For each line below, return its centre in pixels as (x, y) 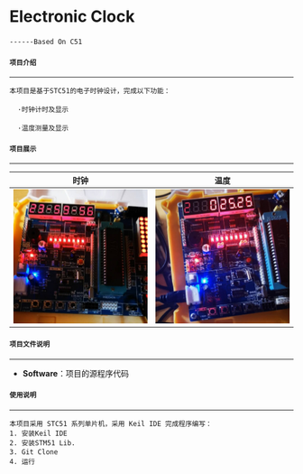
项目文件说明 (30, 344)
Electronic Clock (72, 17)
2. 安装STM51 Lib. (42, 443)
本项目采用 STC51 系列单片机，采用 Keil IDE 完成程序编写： (111, 423)
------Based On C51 (46, 42)
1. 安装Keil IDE (38, 433)
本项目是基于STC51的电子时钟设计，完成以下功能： (90, 91)
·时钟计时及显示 (43, 110)
